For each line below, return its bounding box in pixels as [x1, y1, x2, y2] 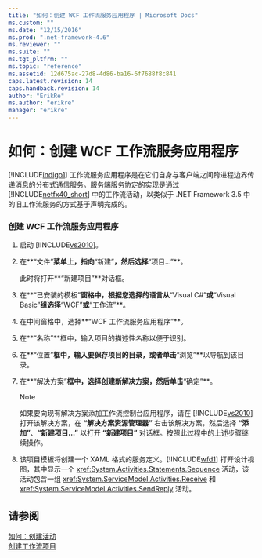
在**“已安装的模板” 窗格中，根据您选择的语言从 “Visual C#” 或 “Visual [19, 290, 236, 300]
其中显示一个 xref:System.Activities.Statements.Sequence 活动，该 [33, 465, 249, 474]
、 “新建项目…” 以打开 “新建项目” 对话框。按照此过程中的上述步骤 [30, 429, 242, 438]
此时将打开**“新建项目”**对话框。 [19, 274, 129, 283]
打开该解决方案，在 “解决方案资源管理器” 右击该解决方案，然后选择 [19, 418, 237, 428]
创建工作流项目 [8, 542, 56, 551]
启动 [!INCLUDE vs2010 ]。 [19, 240, 103, 250]
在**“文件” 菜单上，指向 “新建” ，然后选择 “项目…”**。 [19, 257, 188, 267]
